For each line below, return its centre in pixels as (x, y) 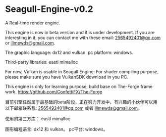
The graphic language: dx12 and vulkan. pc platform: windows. (69, 52)
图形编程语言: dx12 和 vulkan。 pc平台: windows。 (56, 129)
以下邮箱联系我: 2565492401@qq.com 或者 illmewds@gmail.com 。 (74, 108)
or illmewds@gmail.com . (30, 43)
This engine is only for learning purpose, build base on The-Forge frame (79, 86)
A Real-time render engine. (33, 23)
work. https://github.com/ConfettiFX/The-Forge (54, 91)
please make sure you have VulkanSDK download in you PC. (67, 77)
